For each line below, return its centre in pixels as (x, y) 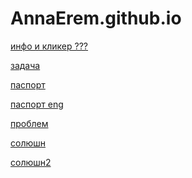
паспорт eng (37, 104)
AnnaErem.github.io (96, 18)
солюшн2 (31, 162)
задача (25, 65)
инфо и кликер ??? (49, 46)
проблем (29, 123)
